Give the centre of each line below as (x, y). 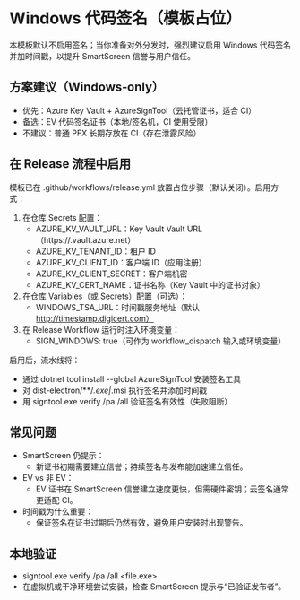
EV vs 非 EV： (48, 478)
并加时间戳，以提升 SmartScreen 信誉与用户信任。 (102, 56)
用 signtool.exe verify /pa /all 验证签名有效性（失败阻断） (127, 401)
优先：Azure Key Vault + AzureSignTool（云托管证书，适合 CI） (139, 110)
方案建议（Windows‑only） (87, 87)
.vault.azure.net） (103, 239)
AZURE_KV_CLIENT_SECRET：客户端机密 (111, 274)
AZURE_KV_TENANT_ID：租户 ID (96, 251)
